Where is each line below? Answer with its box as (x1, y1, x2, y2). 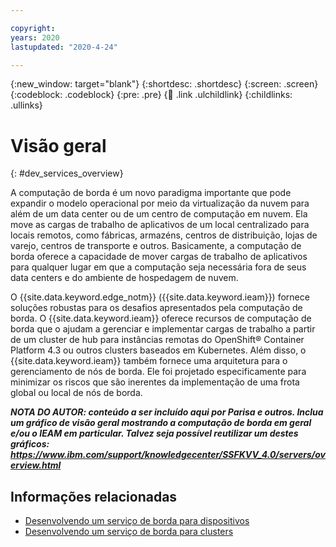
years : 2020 (10, 32, 60, 43)
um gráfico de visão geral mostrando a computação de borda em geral (10, 417, 312, 429)
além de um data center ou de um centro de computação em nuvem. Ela (10, 208, 308, 220)
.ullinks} (10, 99, 43, 111)
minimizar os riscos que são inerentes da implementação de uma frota (10, 376, 300, 388)
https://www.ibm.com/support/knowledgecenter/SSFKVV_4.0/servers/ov (10, 449, 326, 461)
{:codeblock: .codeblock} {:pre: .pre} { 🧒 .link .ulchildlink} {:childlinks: (10, 89, 293, 101)
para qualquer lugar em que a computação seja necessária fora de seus (10, 261, 307, 273)
